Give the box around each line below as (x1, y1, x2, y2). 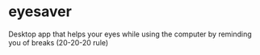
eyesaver (8, 2, 73, 21)
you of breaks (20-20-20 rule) (8, 37, 109, 47)
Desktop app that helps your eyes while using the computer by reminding (8, 29, 252, 39)
